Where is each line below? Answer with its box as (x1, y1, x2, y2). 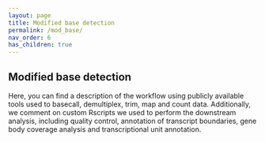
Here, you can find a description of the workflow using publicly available (8, 91, 244, 100)
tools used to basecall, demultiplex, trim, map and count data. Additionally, (8, 99, 252, 109)
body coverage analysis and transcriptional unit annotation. (8, 124, 202, 134)
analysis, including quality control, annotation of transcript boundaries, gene (8, 116, 257, 125)
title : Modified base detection (8, 19, 115, 27)
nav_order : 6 (8, 33, 51, 42)
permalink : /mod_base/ (8, 26, 83, 34)
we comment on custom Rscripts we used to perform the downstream (8, 107, 237, 117)
